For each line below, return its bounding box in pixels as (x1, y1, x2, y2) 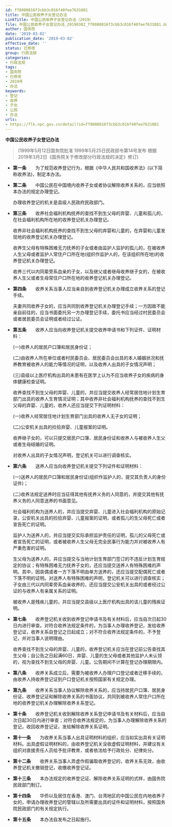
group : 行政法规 (5, 50, 37, 55)
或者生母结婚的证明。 (12, 441, 58, 447)
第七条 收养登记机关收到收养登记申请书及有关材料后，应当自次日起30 (12, 616, 167, 622)
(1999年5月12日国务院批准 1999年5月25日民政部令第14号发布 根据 (17, 147, 157, 154)
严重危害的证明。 (12, 545, 49, 551)
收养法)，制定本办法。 (17, 171, 64, 177)
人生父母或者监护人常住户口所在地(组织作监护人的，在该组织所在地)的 (12, 251, 160, 257)
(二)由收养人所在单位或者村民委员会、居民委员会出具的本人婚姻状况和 (12, 354, 160, 361)
